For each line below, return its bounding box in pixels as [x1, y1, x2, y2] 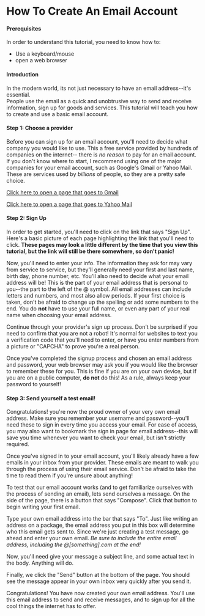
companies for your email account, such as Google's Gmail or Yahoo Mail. [6, 164, 193, 171]
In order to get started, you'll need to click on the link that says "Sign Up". [6, 228, 192, 235]
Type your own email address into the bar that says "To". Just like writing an [6, 515, 198, 522]
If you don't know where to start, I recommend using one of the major [6, 157, 182, 164]
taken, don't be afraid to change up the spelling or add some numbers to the [6, 298, 199, 306]
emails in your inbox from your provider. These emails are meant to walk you [6, 459, 199, 466]
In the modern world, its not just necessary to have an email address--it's [6, 84, 192, 92]
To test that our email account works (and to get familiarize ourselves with [6, 484, 193, 491]
